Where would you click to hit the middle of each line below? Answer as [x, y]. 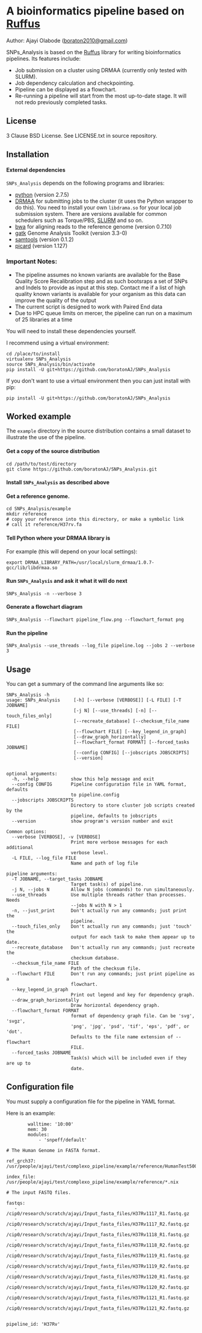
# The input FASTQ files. [38, 1192]
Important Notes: [32, 262]
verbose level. [90, 853]
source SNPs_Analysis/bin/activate [51, 364]
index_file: [21, 1177]
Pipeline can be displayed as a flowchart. [66, 89]
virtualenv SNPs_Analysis [38, 359]
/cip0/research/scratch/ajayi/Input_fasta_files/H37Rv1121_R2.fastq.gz [98, 1308]
